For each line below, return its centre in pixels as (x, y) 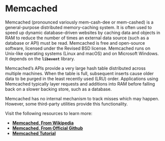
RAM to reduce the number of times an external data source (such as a (77, 38)
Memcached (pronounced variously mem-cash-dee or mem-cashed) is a (79, 22)
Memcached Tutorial (34, 133)
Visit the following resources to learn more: (49, 113)
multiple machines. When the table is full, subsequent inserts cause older (80, 73)
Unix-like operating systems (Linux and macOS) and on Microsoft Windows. (82, 53)
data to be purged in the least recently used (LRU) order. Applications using (82, 79)
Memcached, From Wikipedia (43, 123)
